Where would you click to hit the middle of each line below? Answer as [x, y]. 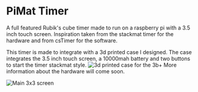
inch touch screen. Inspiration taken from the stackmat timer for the [90, 34]
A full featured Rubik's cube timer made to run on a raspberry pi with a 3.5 [98, 28]
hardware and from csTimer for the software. [62, 40]
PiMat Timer [37, 11]
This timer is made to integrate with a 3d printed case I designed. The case [99, 52]
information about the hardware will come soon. [66, 71]
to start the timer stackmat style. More [91, 65]
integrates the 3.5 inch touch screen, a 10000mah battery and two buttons [98, 58]
